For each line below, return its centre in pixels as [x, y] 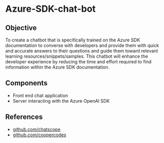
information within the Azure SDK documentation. [57, 67]
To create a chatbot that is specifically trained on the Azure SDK [73, 40]
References [24, 117]
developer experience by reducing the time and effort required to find [78, 62]
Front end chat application [40, 96]
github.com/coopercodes [39, 135]
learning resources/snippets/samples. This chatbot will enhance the [77, 56]
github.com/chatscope [37, 129]
